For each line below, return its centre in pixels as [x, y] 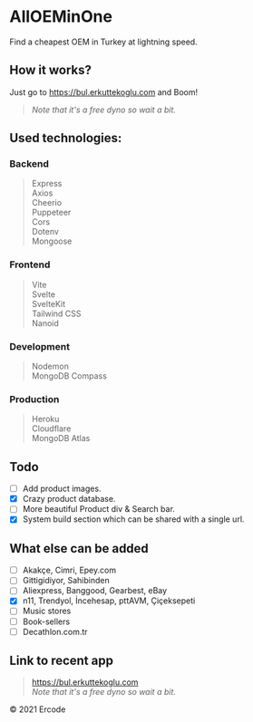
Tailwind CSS [56, 313]
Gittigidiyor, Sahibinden [66, 581]
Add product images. [62, 489]
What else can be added [79, 549]
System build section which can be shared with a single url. [133, 519]
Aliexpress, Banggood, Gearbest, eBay [95, 591]
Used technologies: [66, 138]
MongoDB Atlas [61, 438]
